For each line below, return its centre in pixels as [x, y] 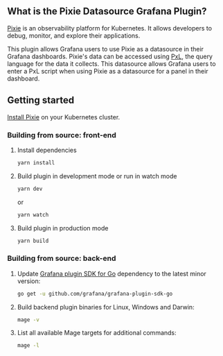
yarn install [36, 162]
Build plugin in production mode [63, 228]
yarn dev [30, 189]
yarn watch [33, 214]
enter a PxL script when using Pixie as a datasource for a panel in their [108, 71]
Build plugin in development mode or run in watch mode [97, 176]
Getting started [41, 100]
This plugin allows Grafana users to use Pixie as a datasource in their [106, 49]
